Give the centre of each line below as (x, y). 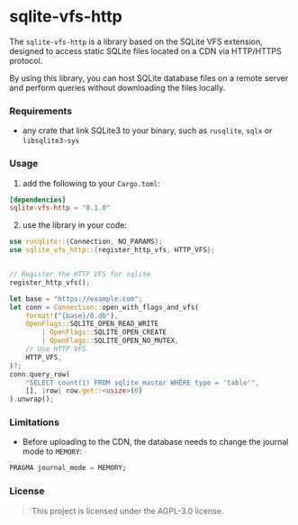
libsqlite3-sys (51, 141)
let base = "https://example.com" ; (76, 299)
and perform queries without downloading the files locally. (117, 87)
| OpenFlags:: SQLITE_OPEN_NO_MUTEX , (110, 341)
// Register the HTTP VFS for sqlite (80, 275)
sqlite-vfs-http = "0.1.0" (60, 208)
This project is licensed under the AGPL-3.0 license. (127, 511)
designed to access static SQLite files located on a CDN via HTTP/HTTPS (145, 50)
